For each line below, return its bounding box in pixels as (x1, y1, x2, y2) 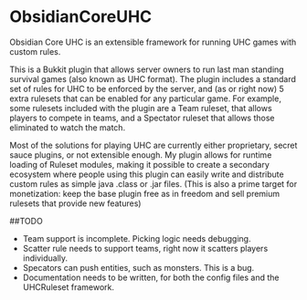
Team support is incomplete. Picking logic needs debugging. (22, 233, 251, 243)
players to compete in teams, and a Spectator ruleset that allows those (9, 112, 276, 123)
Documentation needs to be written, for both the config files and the (22, 272, 280, 283)
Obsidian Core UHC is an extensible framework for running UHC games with (9, 36, 297, 47)
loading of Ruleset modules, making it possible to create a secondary (9, 159, 270, 170)
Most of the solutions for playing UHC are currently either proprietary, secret (9, 140, 298, 150)
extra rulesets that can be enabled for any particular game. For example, (9, 93, 281, 104)
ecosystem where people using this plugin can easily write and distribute (9, 169, 285, 180)
